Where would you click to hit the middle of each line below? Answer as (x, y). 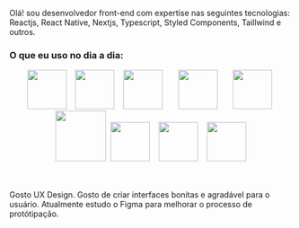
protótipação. (34, 214)
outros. (22, 32)
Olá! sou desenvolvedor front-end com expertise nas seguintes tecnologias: (149, 13)
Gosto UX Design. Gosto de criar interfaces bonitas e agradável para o (140, 195)
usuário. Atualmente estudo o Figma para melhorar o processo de (131, 205)
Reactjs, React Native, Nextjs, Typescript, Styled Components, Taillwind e (145, 22)
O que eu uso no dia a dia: (66, 55)
